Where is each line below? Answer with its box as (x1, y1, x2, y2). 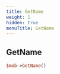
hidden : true (6, 20, 39, 25)
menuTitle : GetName (6, 25, 55, 31)
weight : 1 (6, 14, 31, 20)
